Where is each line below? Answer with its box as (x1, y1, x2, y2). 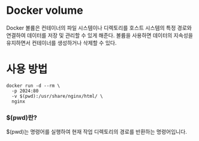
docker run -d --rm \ (6, 82, 61, 89)
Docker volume (6, 4, 83, 17)
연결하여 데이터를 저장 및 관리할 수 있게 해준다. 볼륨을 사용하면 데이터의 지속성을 (6, 31, 194, 39)
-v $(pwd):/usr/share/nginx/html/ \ (11, 93, 103, 99)
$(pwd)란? (6, 113, 37, 122)
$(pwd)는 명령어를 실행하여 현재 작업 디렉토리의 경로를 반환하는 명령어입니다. (6, 128, 188, 136)
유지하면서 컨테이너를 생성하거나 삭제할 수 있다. (6, 39, 117, 46)
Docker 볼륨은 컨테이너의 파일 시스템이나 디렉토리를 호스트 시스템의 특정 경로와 (6, 24, 192, 31)
